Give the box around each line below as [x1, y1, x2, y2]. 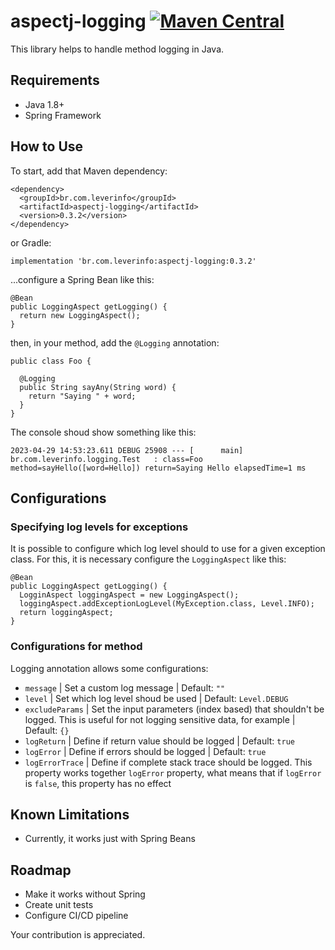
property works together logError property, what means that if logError [24, 766, 322, 779]
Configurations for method [10, 640, 143, 654]
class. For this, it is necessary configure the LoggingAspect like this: [10, 553, 287, 565]
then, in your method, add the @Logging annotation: [10, 336, 220, 349]
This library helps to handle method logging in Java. [10, 43, 225, 55]
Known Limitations [10, 806, 130, 823]
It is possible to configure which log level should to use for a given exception [10, 543, 326, 555]
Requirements [10, 72, 100, 89]
